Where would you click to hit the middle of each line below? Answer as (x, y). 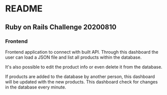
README (24, 9)
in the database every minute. (36, 87)
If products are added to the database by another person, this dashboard (80, 76)
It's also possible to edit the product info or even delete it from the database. (84, 67)
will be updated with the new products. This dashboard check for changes (82, 82)
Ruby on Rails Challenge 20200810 (61, 27)
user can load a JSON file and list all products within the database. (74, 57)
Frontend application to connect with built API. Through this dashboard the (82, 52)
